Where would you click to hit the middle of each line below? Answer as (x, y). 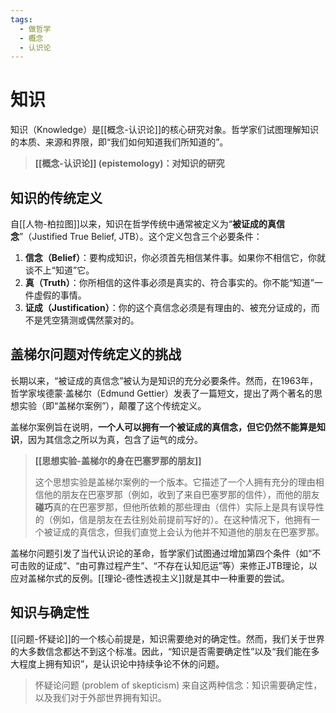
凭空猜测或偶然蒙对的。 (91, 320)
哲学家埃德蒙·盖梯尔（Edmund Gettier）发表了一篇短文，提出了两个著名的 (162, 393)
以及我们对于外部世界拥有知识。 (100, 697)
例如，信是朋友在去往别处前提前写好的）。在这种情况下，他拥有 (182, 519)
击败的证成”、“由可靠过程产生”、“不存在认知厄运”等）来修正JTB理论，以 (168, 565)
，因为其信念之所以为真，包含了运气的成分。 (111, 439)
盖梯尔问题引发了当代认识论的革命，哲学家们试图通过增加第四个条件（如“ (161, 553)
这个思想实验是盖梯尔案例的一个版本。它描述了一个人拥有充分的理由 (175, 482)
